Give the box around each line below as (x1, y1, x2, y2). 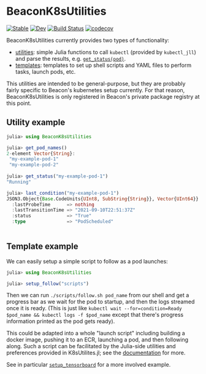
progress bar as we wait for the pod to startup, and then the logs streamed (6, 298, 195, 305)
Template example (6, 241, 78, 252)
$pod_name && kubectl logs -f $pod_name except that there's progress (6, 311, 184, 319)
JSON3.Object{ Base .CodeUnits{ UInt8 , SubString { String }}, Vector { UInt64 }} (6, 195, 199, 202)
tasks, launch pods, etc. (15, 68, 76, 75)
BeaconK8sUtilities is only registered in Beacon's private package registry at (6, 93, 200, 100)
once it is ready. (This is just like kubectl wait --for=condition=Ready (6, 305, 182, 312)
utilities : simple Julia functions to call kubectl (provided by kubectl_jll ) (15, 48, 196, 56)
